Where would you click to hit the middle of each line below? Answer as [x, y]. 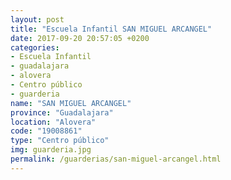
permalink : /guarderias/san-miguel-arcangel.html [116, 159]
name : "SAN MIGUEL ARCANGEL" [71, 103]
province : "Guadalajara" [62, 112]
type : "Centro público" [60, 141]
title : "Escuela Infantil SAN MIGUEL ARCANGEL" [111, 29]
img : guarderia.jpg [51, 150]
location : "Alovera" [53, 122]
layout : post [37, 19]
